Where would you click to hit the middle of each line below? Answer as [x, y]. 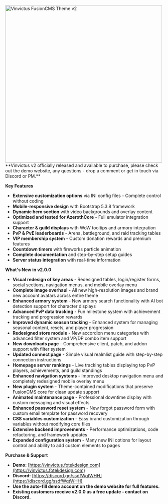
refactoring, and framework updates [50, 435]
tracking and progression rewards [47, 317]
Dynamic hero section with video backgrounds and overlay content [82, 212]
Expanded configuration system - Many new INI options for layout [82, 440]
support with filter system [39, 349]
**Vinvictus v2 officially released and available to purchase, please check [82, 165]
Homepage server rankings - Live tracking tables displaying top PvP [84, 365]
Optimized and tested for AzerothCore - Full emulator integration [80, 217]
